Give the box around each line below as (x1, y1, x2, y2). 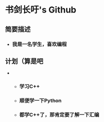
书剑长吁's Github (5, 4, 76, 15)
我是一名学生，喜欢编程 (12, 41, 67, 47)
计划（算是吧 (5, 57, 44, 65)
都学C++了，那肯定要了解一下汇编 (19, 111, 99, 118)
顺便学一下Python (19, 97, 62, 104)
